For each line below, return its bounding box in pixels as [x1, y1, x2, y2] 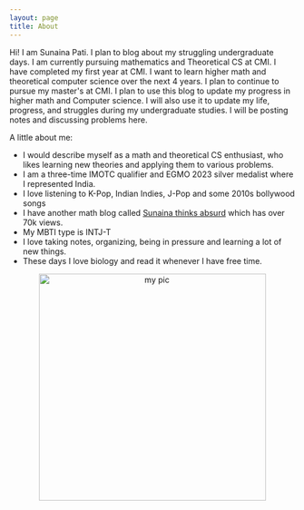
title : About [9, 22, 59, 31]
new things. [22, 246, 66, 257]
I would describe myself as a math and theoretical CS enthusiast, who [22, 149, 284, 160]
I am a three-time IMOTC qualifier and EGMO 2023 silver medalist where [22, 169, 294, 180]
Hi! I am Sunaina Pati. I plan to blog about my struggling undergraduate [9, 46, 274, 57]
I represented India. [22, 178, 96, 189]
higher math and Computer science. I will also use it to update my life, [9, 94, 270, 105]
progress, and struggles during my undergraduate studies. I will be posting [9, 104, 289, 115]
